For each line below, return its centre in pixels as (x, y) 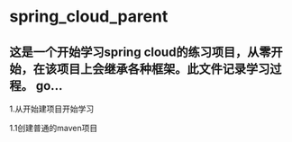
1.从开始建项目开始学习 (52, 109)
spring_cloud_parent (89, 17)
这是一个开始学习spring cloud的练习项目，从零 (140, 52)
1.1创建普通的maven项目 (54, 128)
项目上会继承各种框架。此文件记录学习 (163, 69)
